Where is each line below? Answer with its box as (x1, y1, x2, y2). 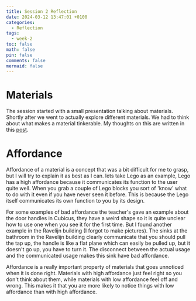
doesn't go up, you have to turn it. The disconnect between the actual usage (6, 246, 191, 253)
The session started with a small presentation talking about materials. (6, 108, 174, 115)
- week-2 (11, 36, 33, 42)
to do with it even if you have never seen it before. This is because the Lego (6, 191, 189, 198)
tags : (6, 30, 19, 36)
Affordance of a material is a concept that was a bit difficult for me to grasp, (6, 166, 189, 173)
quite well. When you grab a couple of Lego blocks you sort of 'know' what (6, 185, 187, 192)
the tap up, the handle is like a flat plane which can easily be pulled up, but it (6, 240, 191, 247)
